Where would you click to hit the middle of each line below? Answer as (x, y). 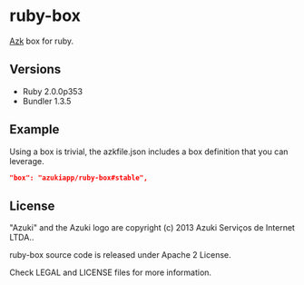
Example (34, 129)
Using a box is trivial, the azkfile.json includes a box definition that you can (149, 152)
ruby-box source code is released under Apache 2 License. (120, 255)
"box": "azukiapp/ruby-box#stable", (78, 178)
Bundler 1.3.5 (47, 101)
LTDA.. (22, 238)
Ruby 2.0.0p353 (53, 91)
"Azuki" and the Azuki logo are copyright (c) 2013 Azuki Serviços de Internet (152, 228)
